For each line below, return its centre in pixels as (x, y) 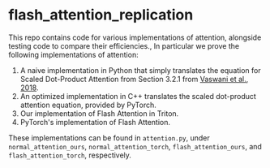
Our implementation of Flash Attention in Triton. (99, 113)
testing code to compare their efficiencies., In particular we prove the (124, 45)
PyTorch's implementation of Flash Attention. (95, 122)
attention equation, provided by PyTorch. (88, 105)
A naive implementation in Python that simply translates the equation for (140, 70)
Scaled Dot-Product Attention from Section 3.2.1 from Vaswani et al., (134, 79)
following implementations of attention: (74, 54)
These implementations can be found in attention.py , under (109, 138)
